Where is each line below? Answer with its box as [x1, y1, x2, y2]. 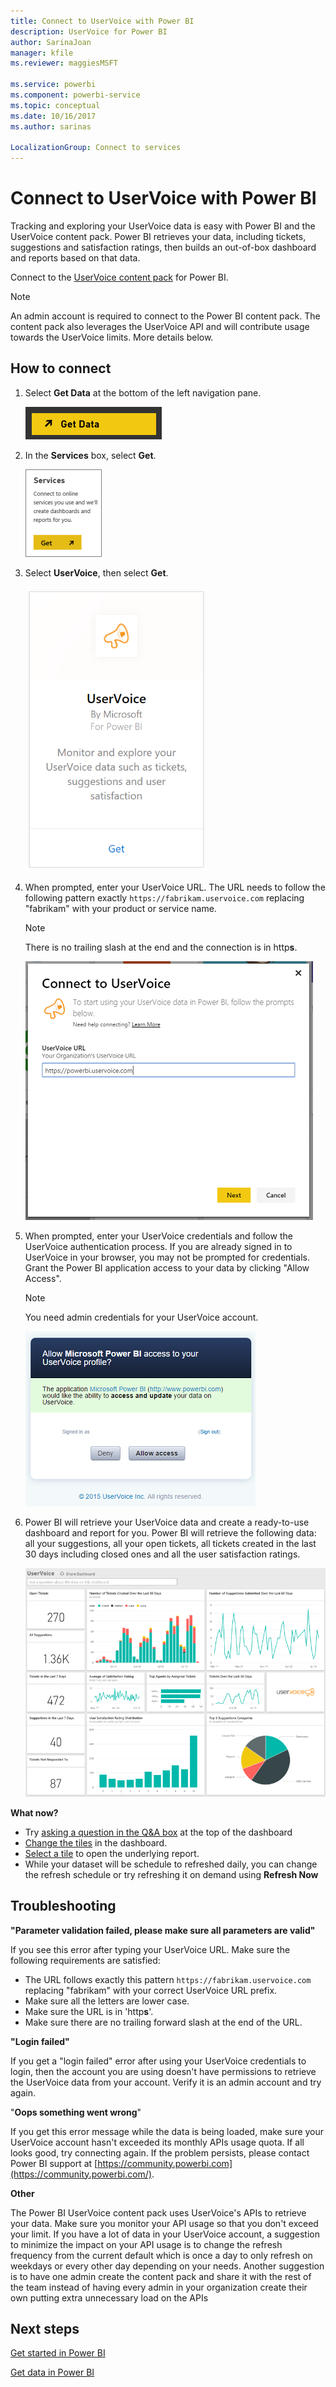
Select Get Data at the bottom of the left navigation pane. [24, 386, 262, 399]
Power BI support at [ [10, 2157, 98, 2169]
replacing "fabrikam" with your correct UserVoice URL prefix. [24, 1984, 278, 1996]
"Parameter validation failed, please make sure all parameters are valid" [10, 1924, 316, 1936]
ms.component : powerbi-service [10, 90, 141, 100]
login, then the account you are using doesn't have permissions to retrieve [10, 2065, 317, 2077]
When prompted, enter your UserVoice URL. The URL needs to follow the [24, 881, 326, 893]
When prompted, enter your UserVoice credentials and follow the [24, 1230, 293, 1242]
